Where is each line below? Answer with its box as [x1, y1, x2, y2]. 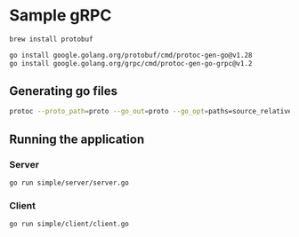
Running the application [9, 131, 145, 146]
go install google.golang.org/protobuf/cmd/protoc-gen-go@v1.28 [9, 51, 253, 59]
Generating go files [9, 83, 118, 99]
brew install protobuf [9, 35, 93, 43]
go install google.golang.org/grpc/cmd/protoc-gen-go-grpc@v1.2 [9, 59, 253, 67]
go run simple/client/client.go [9, 219, 129, 229]
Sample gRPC [9, 5, 112, 26]
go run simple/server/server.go [9, 178, 129, 187]
